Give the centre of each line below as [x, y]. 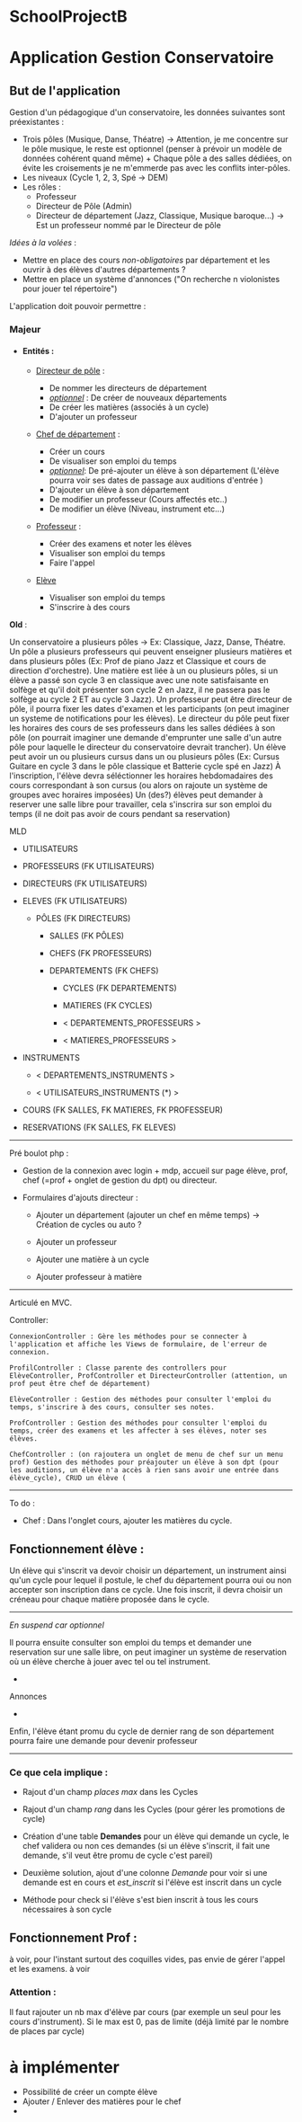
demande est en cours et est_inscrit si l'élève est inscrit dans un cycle [152, 1882]
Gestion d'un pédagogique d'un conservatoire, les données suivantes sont [147, 112]
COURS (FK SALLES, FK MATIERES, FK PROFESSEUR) [122, 1110]
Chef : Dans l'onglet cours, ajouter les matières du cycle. [127, 1521]
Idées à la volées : [43, 243]
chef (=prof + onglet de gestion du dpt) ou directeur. [120, 1180]
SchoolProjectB [68, 17]
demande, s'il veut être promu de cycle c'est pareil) [117, 1856]
